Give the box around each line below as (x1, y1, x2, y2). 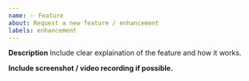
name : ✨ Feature (8, 11, 64, 20)
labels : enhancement (8, 26, 78, 34)
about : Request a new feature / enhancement (8, 19, 159, 27)
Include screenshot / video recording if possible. (8, 64, 174, 73)
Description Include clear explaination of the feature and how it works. (8, 48, 242, 58)
